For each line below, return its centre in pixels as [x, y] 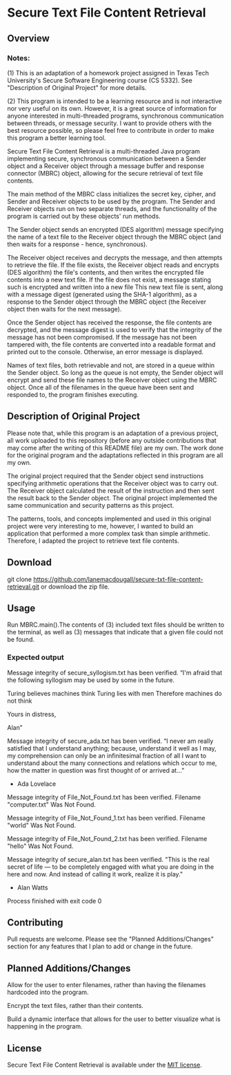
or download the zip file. [76, 587]
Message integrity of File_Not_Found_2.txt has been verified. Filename [107, 838]
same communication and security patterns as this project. [91, 505]
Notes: [19, 58]
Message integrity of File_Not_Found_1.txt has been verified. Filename [106, 818]
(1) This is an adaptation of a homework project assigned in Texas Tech [108, 73]
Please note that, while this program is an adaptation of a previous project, [113, 433]
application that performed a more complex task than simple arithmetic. [109, 533]
